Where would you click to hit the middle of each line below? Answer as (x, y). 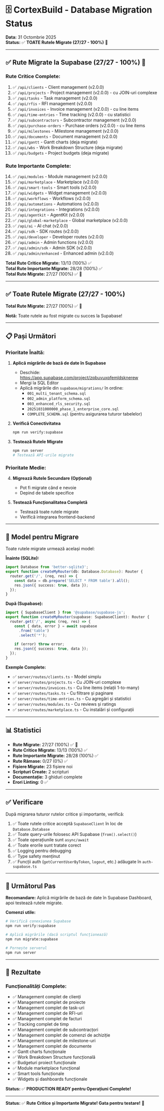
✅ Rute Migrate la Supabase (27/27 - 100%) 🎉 (76, 63)
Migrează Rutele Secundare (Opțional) (52, 478)
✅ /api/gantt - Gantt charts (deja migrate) (55, 142)
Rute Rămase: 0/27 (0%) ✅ (40, 761)
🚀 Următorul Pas (31, 886)
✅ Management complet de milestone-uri (54, 1041)
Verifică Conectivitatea (36, 423)
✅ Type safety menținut (36, 856)
